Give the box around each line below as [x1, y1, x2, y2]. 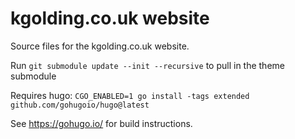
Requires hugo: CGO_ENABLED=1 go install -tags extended [10, 89, 250, 101]
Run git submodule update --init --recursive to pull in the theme [10, 59, 285, 71]
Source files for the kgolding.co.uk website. [10, 40, 190, 52]
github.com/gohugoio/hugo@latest [10, 100, 150, 110]
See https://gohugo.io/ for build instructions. [10, 117, 193, 129]
